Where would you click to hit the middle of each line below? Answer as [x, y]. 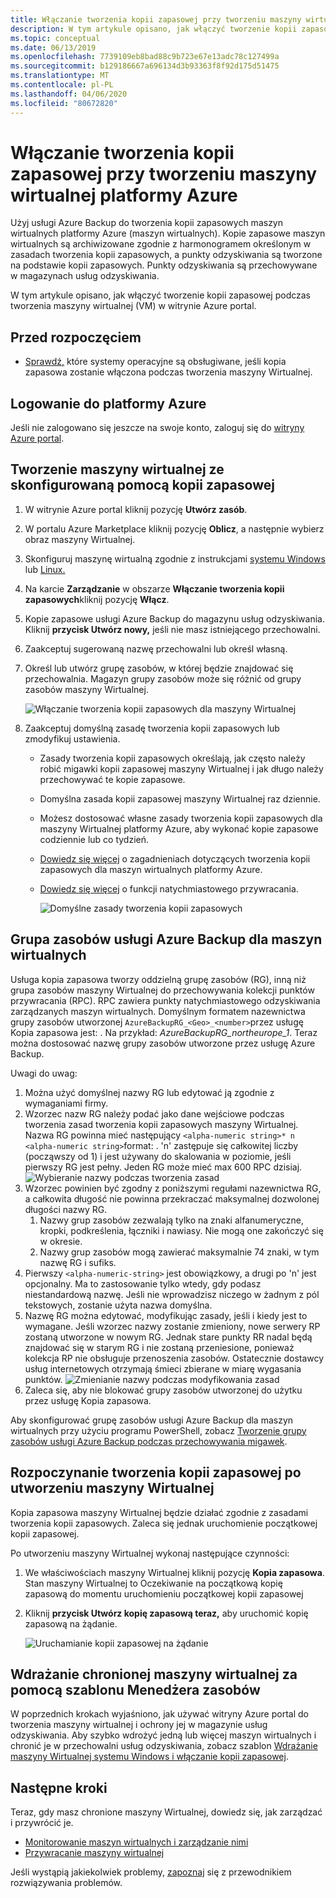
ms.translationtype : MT [60, 76]
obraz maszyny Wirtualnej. [80, 539]
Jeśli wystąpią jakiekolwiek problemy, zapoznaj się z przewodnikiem [151, 1872]
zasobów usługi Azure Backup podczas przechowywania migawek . [149, 1441]
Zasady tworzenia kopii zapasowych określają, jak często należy [172, 758]
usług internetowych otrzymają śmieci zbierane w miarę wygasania [163, 1368]
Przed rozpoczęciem [76, 337]
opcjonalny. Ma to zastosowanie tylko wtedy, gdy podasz [143, 1283]
